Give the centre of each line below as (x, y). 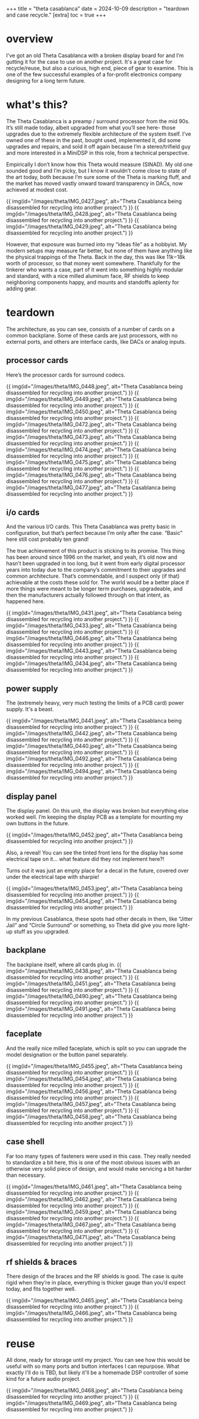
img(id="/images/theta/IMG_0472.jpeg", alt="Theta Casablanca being (91, 424)
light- (183, 925)
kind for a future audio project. (44, 1379)
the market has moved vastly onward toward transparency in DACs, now (94, 183)
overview (30, 39)
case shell (25, 1142)
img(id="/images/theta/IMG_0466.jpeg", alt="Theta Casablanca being (91, 1313)
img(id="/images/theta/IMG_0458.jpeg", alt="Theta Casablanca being (91, 1116)
